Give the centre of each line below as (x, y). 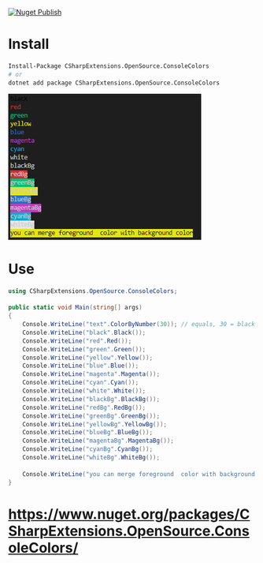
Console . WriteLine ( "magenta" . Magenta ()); (91, 374)
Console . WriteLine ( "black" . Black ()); (84, 332)
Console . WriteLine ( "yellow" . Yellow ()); (88, 358)
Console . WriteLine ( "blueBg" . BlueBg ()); (88, 433)
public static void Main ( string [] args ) (76, 308)
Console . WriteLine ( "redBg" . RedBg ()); (84, 407)
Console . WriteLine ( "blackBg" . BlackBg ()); (91, 399)
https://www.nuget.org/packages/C (129, 514)
